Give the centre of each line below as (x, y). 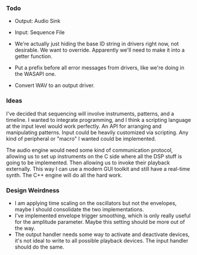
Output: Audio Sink (37, 21)
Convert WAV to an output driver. (55, 85)
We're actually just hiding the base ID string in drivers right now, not (97, 44)
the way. (25, 228)
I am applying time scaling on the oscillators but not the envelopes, (96, 203)
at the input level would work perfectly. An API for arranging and (84, 126)
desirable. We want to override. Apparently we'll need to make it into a (100, 50)
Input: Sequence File (39, 32)
